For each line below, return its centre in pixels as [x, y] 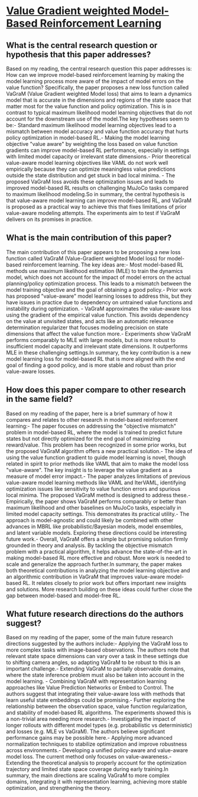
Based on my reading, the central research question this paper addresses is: [99, 69]
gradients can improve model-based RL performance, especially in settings [98, 150]
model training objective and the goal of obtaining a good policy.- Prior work [99, 289]
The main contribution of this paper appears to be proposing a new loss [93, 252]
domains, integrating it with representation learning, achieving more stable [97, 782]
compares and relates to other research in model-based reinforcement [92, 419]
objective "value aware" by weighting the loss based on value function [92, 144]
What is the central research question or [82, 45]
